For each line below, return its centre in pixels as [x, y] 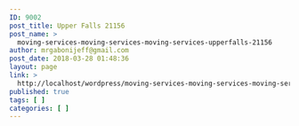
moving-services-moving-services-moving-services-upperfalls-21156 [145, 42]
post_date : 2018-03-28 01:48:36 [69, 59]
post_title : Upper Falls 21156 [67, 26]
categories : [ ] [39, 108]
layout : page [33, 67]
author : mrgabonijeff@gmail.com [69, 51]
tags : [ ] [28, 100]
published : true [39, 91]
